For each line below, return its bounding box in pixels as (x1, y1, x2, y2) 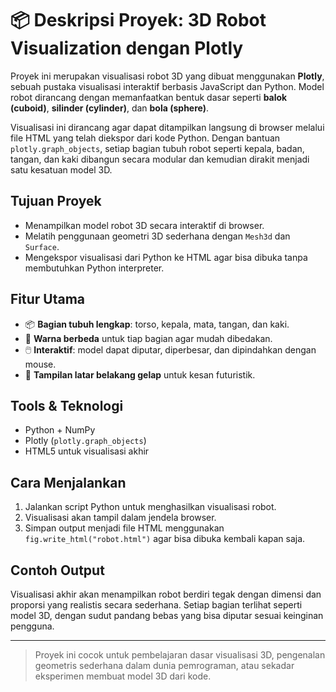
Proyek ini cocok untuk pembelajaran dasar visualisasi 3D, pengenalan (34, 649, 326, 661)
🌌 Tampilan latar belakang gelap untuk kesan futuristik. (24, 368, 256, 381)
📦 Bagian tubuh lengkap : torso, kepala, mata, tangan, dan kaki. (24, 318, 290, 330)
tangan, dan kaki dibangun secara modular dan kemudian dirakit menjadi (10, 153, 310, 165)
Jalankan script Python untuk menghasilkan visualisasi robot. (24, 501, 277, 513)
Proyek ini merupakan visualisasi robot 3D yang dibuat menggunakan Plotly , (10, 70, 325, 82)
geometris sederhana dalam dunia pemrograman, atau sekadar (34, 660, 295, 671)
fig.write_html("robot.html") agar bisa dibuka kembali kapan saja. (24, 533, 306, 545)
